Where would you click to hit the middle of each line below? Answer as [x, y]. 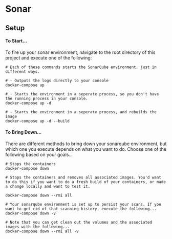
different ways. [23, 72]
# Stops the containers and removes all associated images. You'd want [83, 177]
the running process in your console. [47, 98]
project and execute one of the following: [49, 57]
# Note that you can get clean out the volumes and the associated [79, 222]
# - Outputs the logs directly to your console [57, 81]
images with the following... [38, 227]
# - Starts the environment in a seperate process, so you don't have [82, 94]
